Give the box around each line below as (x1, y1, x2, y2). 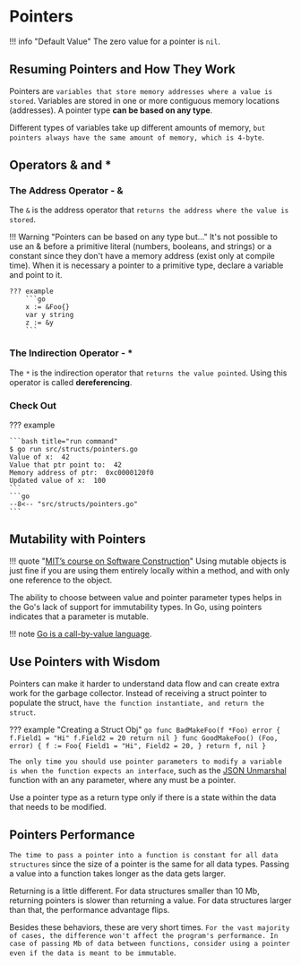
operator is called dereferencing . (9, 376, 133, 387)
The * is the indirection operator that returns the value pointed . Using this (9, 367, 288, 378)
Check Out (9, 399, 56, 411)
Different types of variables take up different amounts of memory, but (9, 122, 266, 133)
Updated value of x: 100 (9, 477, 106, 486)
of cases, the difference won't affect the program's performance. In (9, 932, 279, 941)
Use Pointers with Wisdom (9, 654, 160, 669)
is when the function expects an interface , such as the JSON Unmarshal (9, 764, 287, 776)
